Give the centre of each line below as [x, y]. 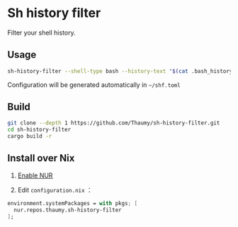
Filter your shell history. [41, 33]
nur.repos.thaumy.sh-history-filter [68, 210]
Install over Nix [41, 158]
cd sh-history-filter [39, 130]
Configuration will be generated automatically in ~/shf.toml [94, 85]
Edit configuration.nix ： [55, 190]
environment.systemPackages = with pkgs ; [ [73, 203]
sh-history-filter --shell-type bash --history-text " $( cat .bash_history [120, 71]
